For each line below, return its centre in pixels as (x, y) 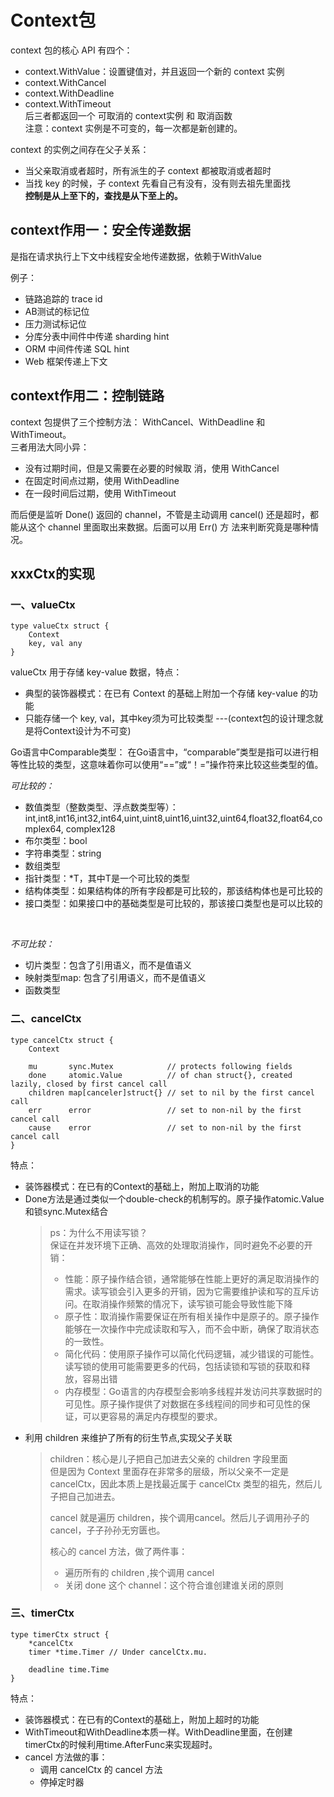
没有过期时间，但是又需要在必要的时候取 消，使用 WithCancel (152, 468)
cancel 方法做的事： (66, 1757)
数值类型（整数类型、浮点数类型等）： (101, 807)
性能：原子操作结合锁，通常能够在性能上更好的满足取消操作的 (192, 1278)
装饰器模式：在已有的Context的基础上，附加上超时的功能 (142, 1719)
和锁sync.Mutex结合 (66, 1211)
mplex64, (44, 829)
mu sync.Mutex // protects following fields (160, 1066)
